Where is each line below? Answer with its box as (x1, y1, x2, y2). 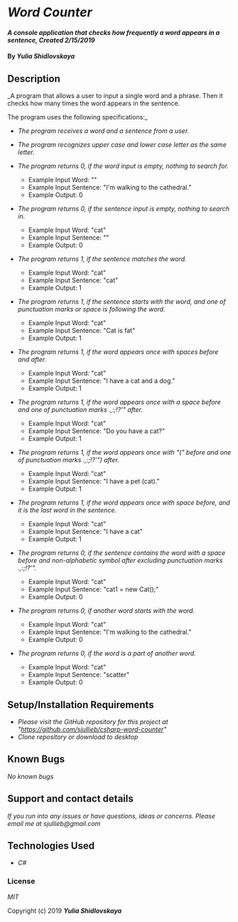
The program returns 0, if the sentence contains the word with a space (17, 549, 226, 557)
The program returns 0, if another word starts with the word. (17, 606, 195, 615)
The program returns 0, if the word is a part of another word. (17, 649, 197, 658)
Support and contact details (7, 793, 134, 805)
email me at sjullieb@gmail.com (7, 819, 101, 827)
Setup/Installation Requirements (7, 699, 154, 711)
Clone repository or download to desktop (17, 733, 139, 741)
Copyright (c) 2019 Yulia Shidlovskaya (7, 906, 122, 915)
